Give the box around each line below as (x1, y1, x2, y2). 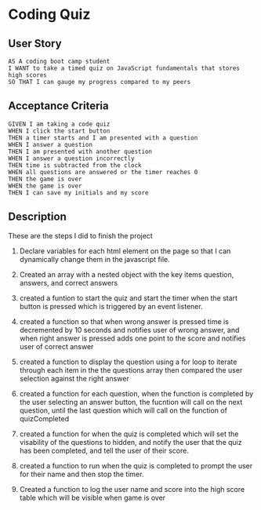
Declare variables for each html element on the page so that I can (19, 246, 231, 256)
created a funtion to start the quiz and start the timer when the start (19, 293, 237, 303)
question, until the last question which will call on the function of (19, 406, 227, 415)
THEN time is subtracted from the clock (8, 161, 143, 169)
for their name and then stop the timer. (19, 469, 144, 479)
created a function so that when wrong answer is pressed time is (19, 316, 230, 326)
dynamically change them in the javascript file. (19, 254, 170, 264)
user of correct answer (19, 341, 94, 351)
